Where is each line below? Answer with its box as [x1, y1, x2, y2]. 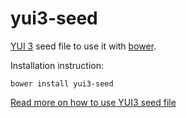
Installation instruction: [10, 59, 104, 71]
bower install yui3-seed [10, 78, 114, 89]
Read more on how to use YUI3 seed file [10, 96, 177, 108]
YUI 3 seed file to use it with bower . [10, 40, 157, 52]
